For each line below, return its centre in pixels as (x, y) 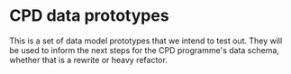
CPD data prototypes (89, 16)
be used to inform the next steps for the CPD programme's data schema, (144, 50)
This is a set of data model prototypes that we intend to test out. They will (146, 41)
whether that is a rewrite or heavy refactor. (89, 60)
